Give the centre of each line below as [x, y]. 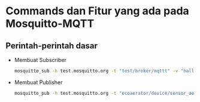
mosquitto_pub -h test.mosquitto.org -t [65, 93]
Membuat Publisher [38, 82]
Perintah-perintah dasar [52, 46]
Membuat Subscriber [40, 60]
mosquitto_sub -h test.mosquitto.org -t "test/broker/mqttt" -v [96, 71]
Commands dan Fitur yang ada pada [97, 11]
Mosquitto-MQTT [50, 24]
